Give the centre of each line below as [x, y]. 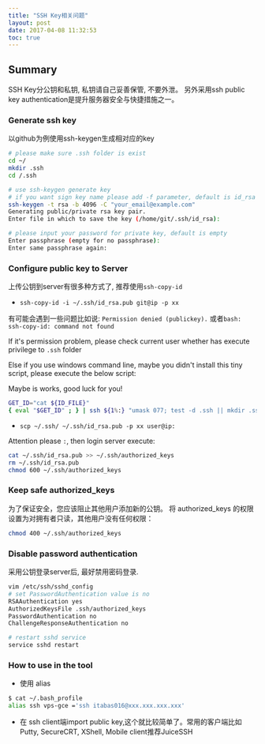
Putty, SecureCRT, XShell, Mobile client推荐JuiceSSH [106, 732]
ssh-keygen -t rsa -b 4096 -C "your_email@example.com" [102, 205]
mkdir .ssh [26, 168]
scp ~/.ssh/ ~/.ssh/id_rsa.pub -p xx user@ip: [97, 426]
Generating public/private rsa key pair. [77, 212]
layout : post [30, 23]
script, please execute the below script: [72, 374]
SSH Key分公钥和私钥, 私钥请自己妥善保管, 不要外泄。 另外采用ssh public [127, 90]
